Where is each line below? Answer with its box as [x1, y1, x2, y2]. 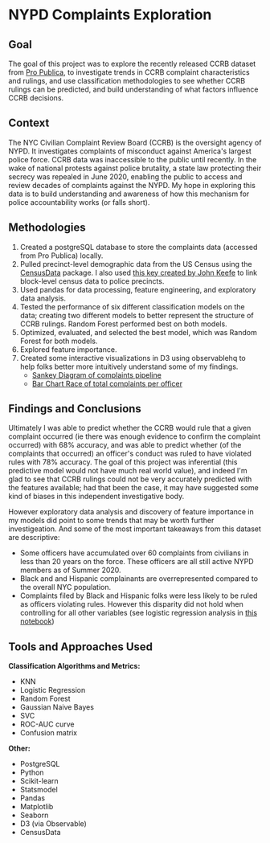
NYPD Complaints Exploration [8, 6, 212, 24]
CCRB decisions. [8, 93, 64, 102]
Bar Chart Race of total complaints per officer [31, 379, 183, 388]
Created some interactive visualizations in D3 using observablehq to [19, 353, 247, 362]
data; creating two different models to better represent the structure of [19, 310, 255, 320]
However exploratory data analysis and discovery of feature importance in [8, 507, 255, 517]
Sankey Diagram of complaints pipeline [31, 370, 162, 379]
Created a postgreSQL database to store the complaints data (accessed [19, 242, 258, 252]
